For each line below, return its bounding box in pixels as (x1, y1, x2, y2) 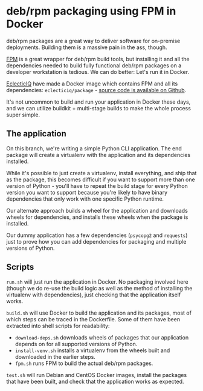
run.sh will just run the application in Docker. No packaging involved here (6, 278, 188, 286)
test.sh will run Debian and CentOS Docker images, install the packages (6, 371, 187, 378)
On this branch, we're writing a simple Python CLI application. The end (6, 144, 182, 152)
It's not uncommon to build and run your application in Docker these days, (6, 98, 191, 105)
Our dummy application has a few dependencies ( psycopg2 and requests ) (6, 232, 188, 239)
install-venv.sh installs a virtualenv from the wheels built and (14, 347, 170, 354)
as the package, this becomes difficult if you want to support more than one (6, 176, 195, 183)
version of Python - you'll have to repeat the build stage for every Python (6, 182, 188, 189)
